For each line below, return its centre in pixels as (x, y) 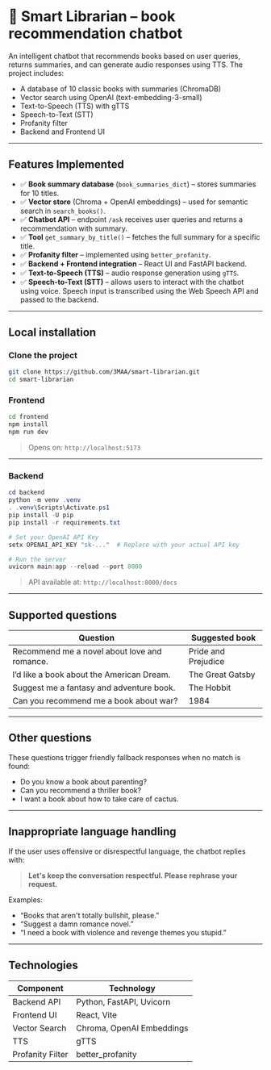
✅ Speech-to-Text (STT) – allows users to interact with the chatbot (132, 282)
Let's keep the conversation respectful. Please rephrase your (133, 876)
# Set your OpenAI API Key (54, 537)
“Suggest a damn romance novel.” (77, 924)
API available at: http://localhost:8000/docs (102, 582)
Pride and (207, 651)
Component (40, 988)
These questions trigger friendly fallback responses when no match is (125, 757)
